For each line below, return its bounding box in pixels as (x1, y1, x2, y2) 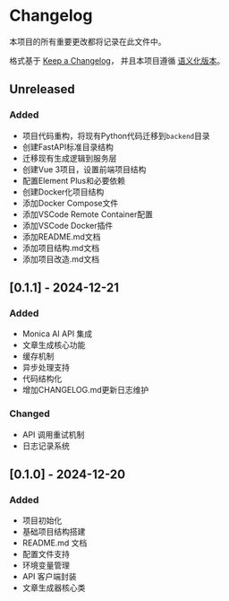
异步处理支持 (21, 362, 70, 373)
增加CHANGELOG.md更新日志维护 (21, 385, 149, 396)
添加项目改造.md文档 (21, 253, 100, 265)
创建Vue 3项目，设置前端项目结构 (21, 163, 147, 175)
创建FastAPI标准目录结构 (21, 141, 114, 152)
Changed (9, 407, 51, 420)
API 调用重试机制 (21, 429, 85, 440)
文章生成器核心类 (21, 582, 86, 593)
